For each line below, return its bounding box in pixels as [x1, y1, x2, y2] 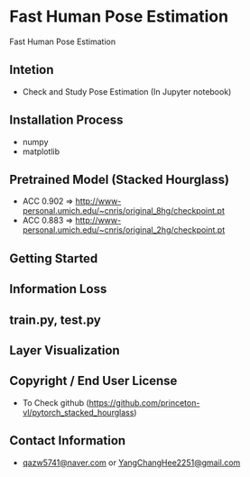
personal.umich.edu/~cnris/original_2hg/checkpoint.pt [22, 225, 226, 235]
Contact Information [9, 433, 126, 448]
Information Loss [9, 281, 107, 297]
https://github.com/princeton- [88, 397, 200, 408]
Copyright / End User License [9, 373, 178, 389]
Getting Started [9, 251, 98, 266]
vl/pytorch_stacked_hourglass [22, 407, 134, 417]
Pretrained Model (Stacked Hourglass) [9, 171, 230, 187]
